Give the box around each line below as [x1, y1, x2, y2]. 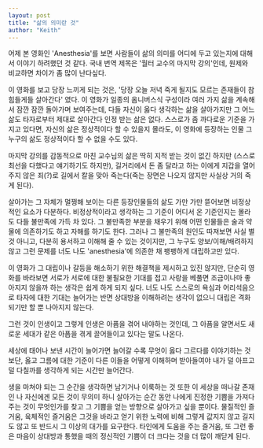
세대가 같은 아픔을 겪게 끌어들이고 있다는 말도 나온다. [22, 329, 184, 339]
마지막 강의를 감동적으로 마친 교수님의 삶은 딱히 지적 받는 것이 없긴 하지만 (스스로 [8, 151, 256, 161]
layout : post [8, 11, 51, 20]
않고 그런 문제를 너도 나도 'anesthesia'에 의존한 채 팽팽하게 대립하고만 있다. [8, 246, 239, 256]
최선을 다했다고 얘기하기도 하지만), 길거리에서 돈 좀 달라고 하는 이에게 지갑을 [8, 161, 241, 170]
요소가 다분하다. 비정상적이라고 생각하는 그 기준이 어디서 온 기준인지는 [22, 207, 237, 217]
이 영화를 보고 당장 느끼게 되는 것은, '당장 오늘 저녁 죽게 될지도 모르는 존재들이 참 [8, 85, 255, 94]
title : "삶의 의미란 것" [8, 19, 80, 27]
